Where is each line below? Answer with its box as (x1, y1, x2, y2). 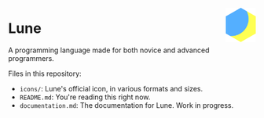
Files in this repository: (8, 69, 82, 78)
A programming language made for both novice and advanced (8, 45, 210, 55)
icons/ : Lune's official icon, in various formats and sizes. (19, 84, 203, 93)
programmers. (8, 53, 55, 63)
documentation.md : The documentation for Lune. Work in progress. (19, 100, 234, 109)
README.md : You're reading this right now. (19, 92, 151, 102)
